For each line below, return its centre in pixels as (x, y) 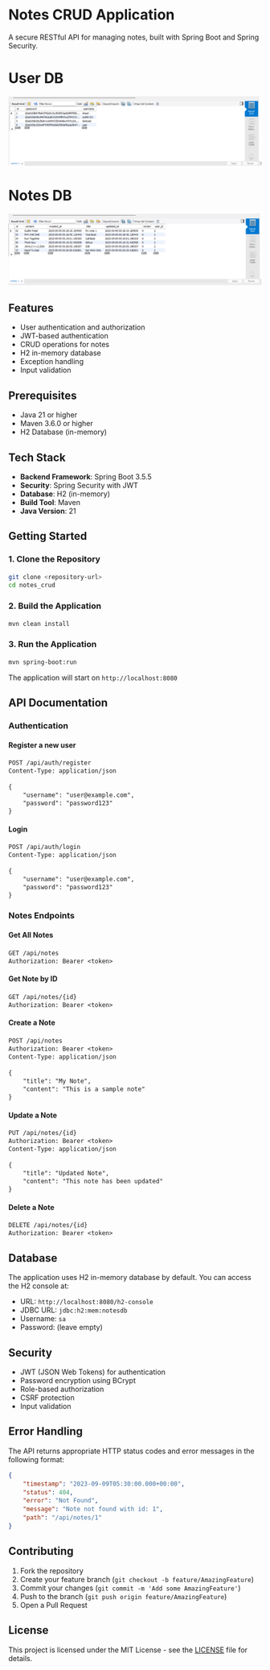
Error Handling (45, 1432)
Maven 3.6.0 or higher (57, 424)
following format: (37, 1459)
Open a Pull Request (54, 1605)
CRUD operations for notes (65, 345)
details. (20, 1658)
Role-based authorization (62, 1389)
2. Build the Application (55, 606)
